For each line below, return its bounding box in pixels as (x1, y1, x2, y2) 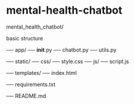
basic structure (6, 34, 43, 42)
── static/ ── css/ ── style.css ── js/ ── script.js (6, 58, 129, 65)
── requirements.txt (6, 81, 56, 88)
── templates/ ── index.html (6, 69, 77, 76)
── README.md (6, 92, 46, 99)
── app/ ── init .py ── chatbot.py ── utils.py (6, 46, 117, 53)
